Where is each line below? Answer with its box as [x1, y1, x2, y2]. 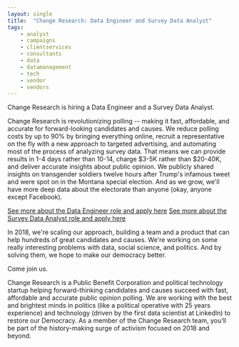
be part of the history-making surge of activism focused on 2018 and [7, 324, 210, 333]
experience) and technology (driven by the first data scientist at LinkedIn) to [7, 308, 230, 318]
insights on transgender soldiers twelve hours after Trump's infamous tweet [7, 170, 230, 178]
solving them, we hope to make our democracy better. [7, 251, 166, 259]
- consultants [20, 51, 62, 58]
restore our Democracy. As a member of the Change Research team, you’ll [7, 316, 227, 325]
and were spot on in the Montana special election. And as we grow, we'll [7, 178, 220, 186]
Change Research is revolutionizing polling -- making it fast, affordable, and [7, 117, 230, 126]
